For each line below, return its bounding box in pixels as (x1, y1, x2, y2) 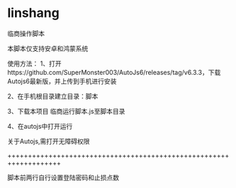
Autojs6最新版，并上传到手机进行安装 (7, 76, 117, 86)
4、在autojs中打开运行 (7, 122, 73, 130)
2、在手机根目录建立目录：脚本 (7, 92, 99, 100)
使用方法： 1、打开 (7, 59, 62, 68)
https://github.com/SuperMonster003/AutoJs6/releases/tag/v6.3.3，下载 (7, 68, 221, 76)
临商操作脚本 (7, 29, 45, 37)
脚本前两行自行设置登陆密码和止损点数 (7, 173, 119, 182)
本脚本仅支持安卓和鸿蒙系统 (7, 44, 89, 52)
